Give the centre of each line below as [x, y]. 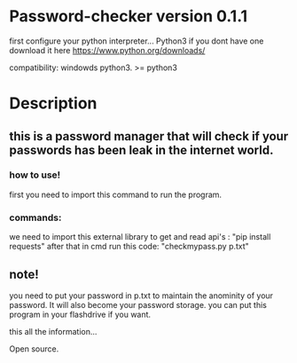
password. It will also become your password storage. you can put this [138, 304]
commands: [35, 217]
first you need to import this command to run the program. [116, 194]
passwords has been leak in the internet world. [141, 150]
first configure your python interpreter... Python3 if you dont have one [137, 41]
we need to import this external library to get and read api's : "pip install [140, 237]
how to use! [35, 175]
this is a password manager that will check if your [149, 136]
